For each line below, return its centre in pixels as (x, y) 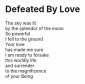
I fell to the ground (24, 39)
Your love (15, 44)
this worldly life (21, 60)
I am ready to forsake (27, 55)
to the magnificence (26, 70)
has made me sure (24, 49)
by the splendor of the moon (34, 28)
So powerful (18, 33)
